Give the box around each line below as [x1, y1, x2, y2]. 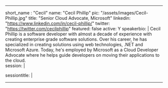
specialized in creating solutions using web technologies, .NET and [5, 42, 143, 47]
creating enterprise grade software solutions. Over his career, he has [5, 36, 147, 42]
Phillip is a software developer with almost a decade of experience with [5, 31, 152, 37]
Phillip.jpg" [5, 15, 27, 21]
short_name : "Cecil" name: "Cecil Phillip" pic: [5, 10, 100, 15]
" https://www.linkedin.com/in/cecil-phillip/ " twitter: [5, 20, 110, 26]
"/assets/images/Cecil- [100, 10, 148, 15]
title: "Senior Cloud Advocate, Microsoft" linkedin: [28, 15, 131, 21]
